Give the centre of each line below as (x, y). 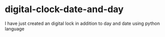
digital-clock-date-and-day (64, 9)
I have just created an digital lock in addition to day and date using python (82, 23)
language (15, 28)
